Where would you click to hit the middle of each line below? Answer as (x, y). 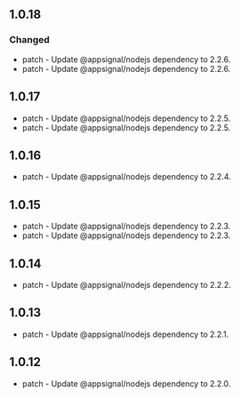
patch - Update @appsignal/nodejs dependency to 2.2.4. (126, 177)
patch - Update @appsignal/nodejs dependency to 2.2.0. (126, 383)
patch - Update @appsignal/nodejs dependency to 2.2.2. (126, 284)
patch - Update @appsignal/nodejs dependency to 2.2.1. (125, 334)
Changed (30, 40)
